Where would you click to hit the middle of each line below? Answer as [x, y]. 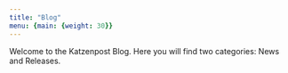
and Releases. [35, 61]
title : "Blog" [36, 17]
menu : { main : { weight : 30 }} [61, 26]
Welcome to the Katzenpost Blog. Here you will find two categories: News [144, 51]
